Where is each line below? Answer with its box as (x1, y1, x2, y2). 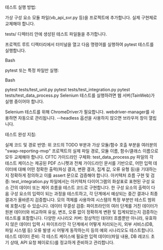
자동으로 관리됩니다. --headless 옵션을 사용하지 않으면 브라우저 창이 (18, 115, 148, 121)
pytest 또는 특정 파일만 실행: (5, 67, 59, 73)
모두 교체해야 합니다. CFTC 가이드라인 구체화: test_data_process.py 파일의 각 (5, 154, 154, 160)
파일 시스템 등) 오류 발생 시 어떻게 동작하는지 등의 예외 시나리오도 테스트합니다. (5, 228, 155, 233)
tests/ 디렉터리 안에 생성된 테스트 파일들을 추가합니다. (5, 31, 108, 37)
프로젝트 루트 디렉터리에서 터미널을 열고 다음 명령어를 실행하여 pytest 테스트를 (5, 42, 154, 47)
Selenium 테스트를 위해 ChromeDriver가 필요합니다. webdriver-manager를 (5, 109, 150, 115)
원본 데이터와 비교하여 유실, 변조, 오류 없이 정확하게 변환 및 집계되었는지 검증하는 (5, 209, 158, 215)
